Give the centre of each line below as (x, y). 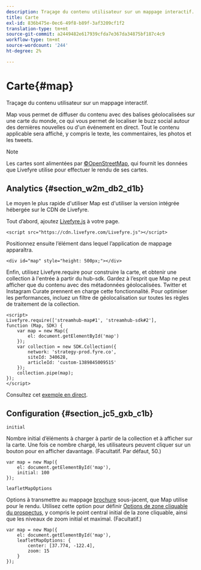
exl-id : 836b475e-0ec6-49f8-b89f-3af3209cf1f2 (65, 23)
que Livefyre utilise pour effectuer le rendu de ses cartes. (77, 170)
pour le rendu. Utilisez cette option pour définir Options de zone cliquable (97, 506)
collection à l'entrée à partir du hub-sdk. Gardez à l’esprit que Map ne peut (98, 278)
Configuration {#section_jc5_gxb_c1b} (80, 413)
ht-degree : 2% (24, 51)
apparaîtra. (20, 250)
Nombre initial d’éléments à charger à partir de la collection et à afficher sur (100, 438)
